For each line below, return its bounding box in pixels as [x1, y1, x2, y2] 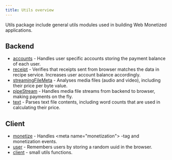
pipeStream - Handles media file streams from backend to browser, [12, 88, 156, 94]
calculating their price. [12, 105, 61, 111]
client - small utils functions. [12, 149, 73, 155]
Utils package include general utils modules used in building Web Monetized [5, 22, 167, 28]
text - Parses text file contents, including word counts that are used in [12, 99, 161, 105]
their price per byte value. [12, 83, 68, 89]
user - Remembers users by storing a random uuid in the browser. [12, 144, 152, 150]
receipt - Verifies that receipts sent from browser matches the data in [12, 66, 160, 72]
